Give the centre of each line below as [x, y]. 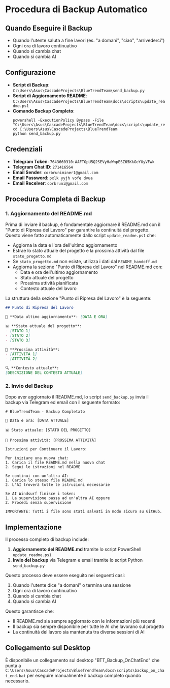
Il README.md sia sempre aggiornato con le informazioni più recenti [84, 621]
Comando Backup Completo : [43, 111]
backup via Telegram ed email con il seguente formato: [63, 403]
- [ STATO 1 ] [18, 331]
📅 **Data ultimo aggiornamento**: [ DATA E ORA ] [57, 317]
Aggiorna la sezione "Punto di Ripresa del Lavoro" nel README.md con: [88, 267]
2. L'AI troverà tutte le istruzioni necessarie [58, 485]
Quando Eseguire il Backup [49, 28]
